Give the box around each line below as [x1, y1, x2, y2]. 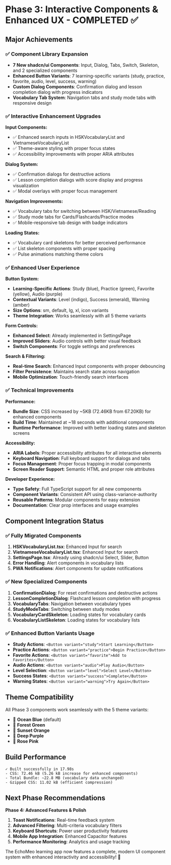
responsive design [12, 100, 52, 106]
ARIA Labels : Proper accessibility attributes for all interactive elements [12, 450, 162, 456]
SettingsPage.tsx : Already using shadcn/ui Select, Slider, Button [12, 555, 149, 561]
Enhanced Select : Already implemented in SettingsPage [12, 333, 131, 339]
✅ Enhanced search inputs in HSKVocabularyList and [12, 134, 125, 140]
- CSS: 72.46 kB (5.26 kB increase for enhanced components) [5, 771, 138, 776]
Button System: [5, 276, 39, 282]
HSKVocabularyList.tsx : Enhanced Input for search [12, 543, 122, 550]
